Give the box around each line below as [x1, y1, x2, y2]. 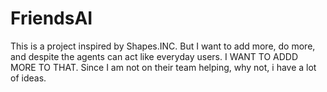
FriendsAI [10, 7, 93, 30]
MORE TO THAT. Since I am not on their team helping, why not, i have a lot [10, 61, 317, 73]
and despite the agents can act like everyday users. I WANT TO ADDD [10, 50, 299, 62]
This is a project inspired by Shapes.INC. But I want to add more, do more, [10, 40, 316, 52]
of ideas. [10, 72, 47, 84]
